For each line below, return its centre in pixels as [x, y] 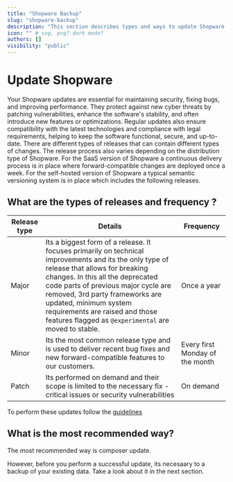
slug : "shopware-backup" [43, 20]
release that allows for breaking [97, 268]
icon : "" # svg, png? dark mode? [55, 33]
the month [198, 361]
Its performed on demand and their [102, 377]
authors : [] [24, 40]
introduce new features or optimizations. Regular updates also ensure [107, 121]
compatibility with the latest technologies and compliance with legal [104, 128]
